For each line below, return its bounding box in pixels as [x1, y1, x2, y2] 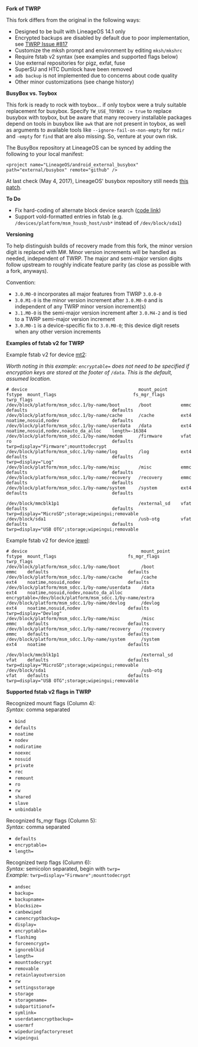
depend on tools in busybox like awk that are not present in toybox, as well [6, 120, 186, 127]
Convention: [6, 279, 36, 286]
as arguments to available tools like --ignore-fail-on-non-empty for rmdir [6, 127, 185, 133]
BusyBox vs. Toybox [6, 90, 57, 97]
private [14, 763, 34, 769]
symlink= [14, 1010, 37, 1016]
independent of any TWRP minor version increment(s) [14, 303, 147, 310]
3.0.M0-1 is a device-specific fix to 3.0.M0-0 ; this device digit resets [14, 322, 180, 329]
